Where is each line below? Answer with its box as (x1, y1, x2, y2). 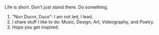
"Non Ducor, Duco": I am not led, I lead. (11, 14, 93, 19)
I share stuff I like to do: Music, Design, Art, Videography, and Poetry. (11, 19, 154, 25)
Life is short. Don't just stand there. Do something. (4, 4, 108, 10)
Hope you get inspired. (11, 24, 59, 30)
